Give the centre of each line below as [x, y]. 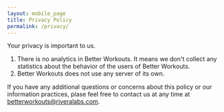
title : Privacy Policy [40, 20]
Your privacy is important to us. [52, 46]
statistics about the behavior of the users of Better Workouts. [103, 67]
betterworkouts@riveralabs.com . [54, 102]
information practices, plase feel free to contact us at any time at [99, 94]
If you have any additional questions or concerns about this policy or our [110, 87]
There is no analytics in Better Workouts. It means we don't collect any [117, 59]
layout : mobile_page [37, 13]
